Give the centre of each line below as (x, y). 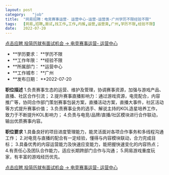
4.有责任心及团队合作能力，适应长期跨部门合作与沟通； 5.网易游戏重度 (78, 150)
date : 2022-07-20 (26, 29)
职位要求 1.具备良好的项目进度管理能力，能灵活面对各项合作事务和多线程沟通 (84, 132)
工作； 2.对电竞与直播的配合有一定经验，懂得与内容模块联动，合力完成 (78, 138)
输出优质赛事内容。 (25, 121)
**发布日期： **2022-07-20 (42, 79)
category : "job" (24, 15)
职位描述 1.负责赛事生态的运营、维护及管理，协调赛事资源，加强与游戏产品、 (84, 90)
